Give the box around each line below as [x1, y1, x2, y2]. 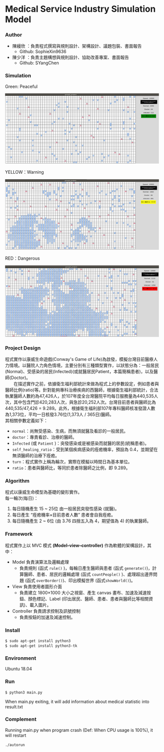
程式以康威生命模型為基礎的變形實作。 [5, 489, 82, 495]
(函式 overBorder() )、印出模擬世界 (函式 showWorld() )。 [25, 577, 136, 583]
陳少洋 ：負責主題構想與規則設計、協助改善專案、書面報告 [12, 54, 129, 60]
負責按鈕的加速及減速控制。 [19, 614, 76, 620]
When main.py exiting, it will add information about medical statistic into [5, 698, 150, 704]
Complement [5, 716, 37, 723]
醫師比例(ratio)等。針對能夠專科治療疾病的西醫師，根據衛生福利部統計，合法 [5, 387, 159, 393]
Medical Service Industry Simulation [5, 3, 156, 15]
